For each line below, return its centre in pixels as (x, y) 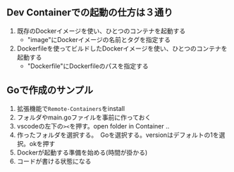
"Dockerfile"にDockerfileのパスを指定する (88, 66)
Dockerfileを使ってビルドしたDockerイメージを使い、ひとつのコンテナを (122, 48)
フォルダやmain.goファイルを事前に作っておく (84, 117)
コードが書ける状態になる (54, 161)
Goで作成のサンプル (50, 90)
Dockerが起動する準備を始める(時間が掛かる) (82, 152)
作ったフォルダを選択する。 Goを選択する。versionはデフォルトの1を (118, 135)
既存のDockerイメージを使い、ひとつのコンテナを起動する (101, 31)
